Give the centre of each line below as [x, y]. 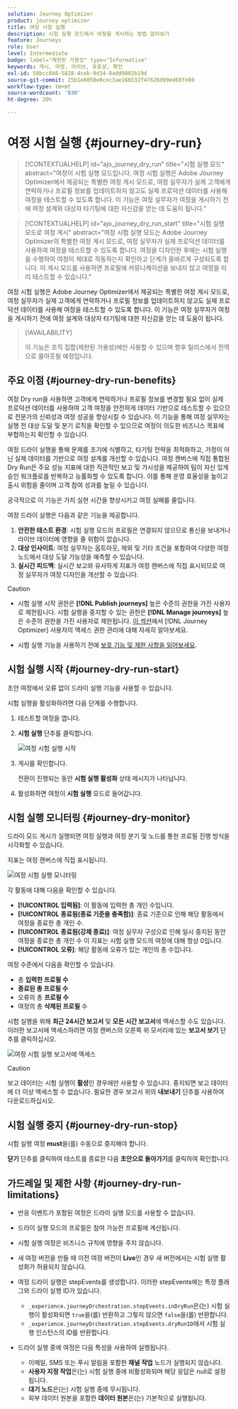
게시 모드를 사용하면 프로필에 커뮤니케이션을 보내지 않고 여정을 [133, 267]
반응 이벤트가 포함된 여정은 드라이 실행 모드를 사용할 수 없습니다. [106, 1213]
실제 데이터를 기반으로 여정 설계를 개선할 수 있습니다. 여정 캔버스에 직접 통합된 [122, 458]
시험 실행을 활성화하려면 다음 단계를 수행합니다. [73, 703]
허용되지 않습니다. [61, 1267]
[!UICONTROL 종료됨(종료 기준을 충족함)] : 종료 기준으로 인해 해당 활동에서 [121, 914]
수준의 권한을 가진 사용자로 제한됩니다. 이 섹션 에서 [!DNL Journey [116, 620]
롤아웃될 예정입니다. [66, 356]
